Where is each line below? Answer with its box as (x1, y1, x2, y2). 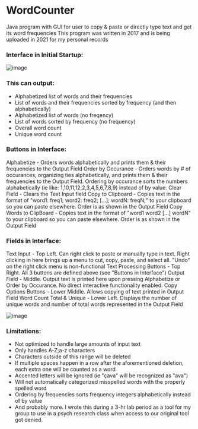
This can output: (6, 79, 55, 87)
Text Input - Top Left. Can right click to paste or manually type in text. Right (6, 250, 190, 257)
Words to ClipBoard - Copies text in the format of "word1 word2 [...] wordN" (6, 209, 191, 216)
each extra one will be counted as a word (14, 366, 116, 373)
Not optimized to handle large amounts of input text (14, 340, 141, 348)
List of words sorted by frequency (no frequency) (14, 118, 136, 125)
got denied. (14, 417, 43, 424)
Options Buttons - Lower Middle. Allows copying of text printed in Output (6, 288, 184, 295)
